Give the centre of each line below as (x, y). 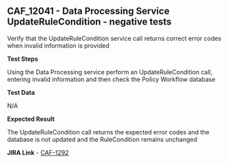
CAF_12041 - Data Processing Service (88, 11)
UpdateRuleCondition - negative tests (89, 22)
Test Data (21, 92)
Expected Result (31, 119)
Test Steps (23, 59)
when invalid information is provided (58, 45)
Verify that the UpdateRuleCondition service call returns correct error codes (114, 38)
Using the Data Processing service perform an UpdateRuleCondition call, (110, 72)
